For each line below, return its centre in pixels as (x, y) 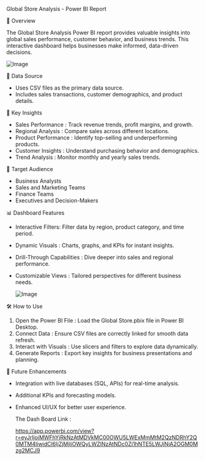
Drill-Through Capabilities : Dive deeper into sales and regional (94, 257)
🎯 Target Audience (30, 169)
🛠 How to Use (24, 306)
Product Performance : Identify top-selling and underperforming (96, 138)
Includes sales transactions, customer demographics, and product (99, 94)
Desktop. (27, 327)
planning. (27, 359)
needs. (24, 282)
